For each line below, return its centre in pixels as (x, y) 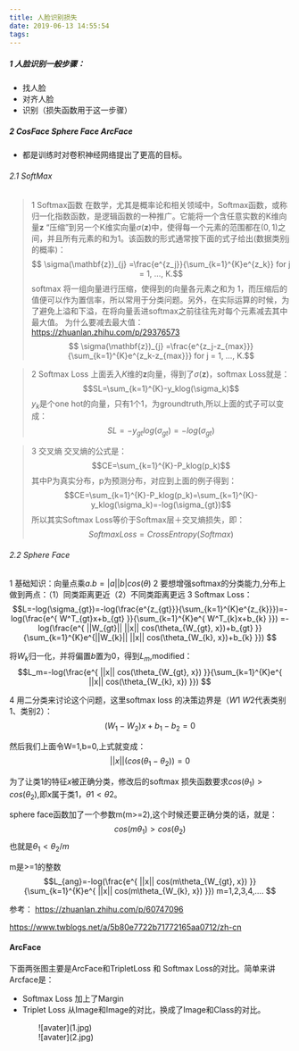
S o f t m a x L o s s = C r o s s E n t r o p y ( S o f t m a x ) (161, 534)
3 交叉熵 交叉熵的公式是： (79, 451)
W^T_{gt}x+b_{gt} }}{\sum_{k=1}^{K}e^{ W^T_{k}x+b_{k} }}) (169, 619)
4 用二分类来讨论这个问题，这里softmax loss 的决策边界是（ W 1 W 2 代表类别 (148, 700)
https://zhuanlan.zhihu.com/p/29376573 (105, 332)
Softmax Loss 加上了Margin (73, 999)
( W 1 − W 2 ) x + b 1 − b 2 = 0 (150, 727)
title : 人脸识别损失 (43, 17)
